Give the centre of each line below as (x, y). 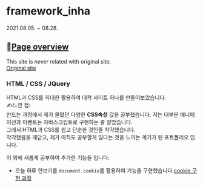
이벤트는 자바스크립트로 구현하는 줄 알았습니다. (77, 122)
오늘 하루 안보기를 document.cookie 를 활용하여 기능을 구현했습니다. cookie (103, 171)
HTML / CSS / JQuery (38, 84)
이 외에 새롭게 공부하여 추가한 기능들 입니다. (58, 158)
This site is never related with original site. (59, 61)
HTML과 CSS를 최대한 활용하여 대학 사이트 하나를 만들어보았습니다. (86, 97)
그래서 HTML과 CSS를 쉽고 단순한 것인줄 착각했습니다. (71, 130)
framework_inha (48, 11)
